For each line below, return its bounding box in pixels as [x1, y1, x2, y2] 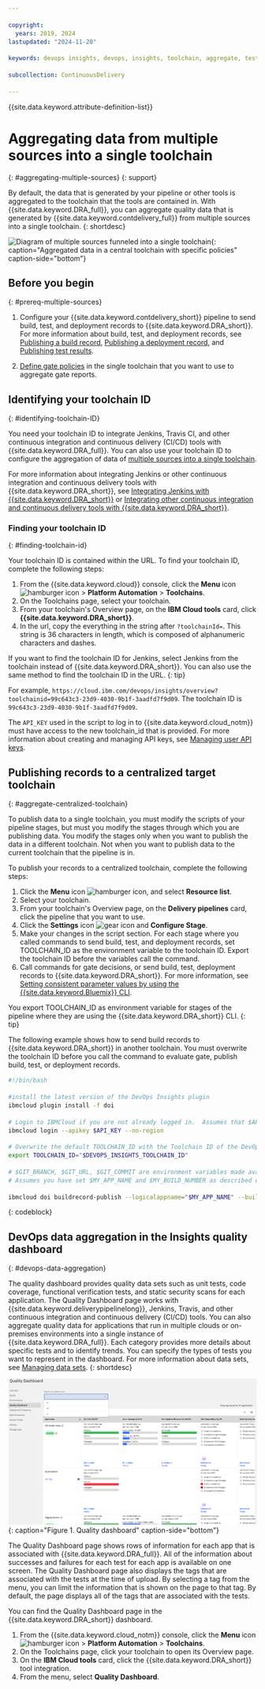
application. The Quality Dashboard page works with [8, 1296, 179, 1305]
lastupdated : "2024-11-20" [8, 38, 97, 46]
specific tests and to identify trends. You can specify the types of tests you [8, 1346, 252, 1356]
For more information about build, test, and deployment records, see [19, 329, 242, 339]
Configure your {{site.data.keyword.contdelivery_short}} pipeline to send [19, 313, 256, 322]
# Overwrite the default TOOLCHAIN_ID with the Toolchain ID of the [8, 1143, 238, 1151]
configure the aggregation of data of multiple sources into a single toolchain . [8, 454, 257, 464]
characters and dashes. [19, 638, 97, 647]
